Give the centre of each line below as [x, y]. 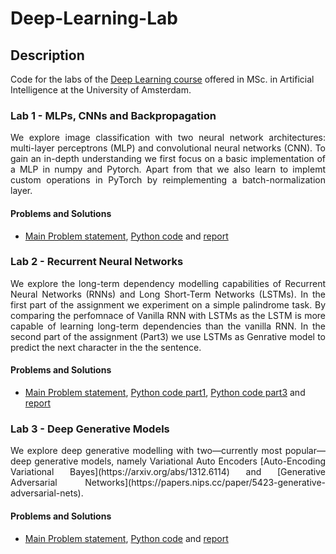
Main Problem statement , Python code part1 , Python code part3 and [165, 392]
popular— [305, 451]
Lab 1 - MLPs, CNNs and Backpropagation [113, 115]
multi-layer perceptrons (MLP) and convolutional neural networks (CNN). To [168, 148]
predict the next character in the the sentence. [106, 347]
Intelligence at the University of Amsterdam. [101, 90]
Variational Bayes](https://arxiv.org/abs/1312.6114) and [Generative [168, 472]
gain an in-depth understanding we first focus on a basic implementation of [168, 159]
